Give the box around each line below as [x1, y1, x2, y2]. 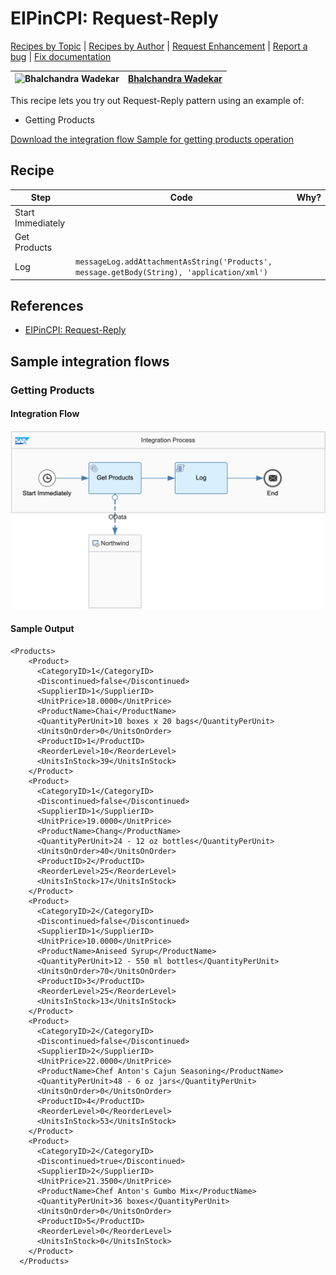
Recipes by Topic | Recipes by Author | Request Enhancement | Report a [10, 40, 308, 52]
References [10, 297, 84, 314]
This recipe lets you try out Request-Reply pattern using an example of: [10, 94, 305, 106]
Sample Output [10, 622, 75, 634]
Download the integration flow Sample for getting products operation [10, 133, 295, 145]
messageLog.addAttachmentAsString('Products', [74, 257, 273, 267]
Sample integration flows [10, 353, 170, 370]
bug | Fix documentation [10, 50, 112, 62]
